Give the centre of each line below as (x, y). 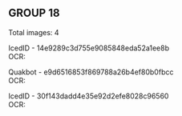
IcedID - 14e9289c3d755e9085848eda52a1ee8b (89, 48)
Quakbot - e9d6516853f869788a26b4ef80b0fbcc (91, 72)
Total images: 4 (34, 32)
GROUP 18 (34, 13)
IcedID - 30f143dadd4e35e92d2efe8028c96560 (89, 96)
